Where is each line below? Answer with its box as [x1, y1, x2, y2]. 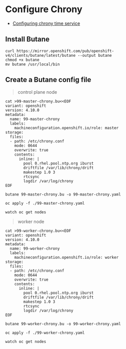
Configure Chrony [5, 4, 82, 15]
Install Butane [5, 35, 50, 44]
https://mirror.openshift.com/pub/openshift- [16, 48, 114, 54]
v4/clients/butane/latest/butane [5, 53, 76, 58]
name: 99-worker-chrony [10, 246, 60, 251]
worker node [17, 218, 45, 224]
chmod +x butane [5, 57, 39, 62]
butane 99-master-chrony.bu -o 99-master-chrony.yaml [5, 191, 121, 197]
